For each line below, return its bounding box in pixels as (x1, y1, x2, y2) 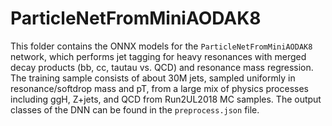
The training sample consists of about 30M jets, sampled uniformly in (10, 72, 296, 84)
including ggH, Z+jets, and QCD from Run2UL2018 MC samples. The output (10, 93, 322, 105)
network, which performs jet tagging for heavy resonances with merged (10, 50, 307, 62)
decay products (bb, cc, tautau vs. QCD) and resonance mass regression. (10, 61, 314, 73)
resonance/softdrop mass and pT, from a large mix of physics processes (10, 82, 309, 94)
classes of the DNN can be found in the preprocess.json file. (10, 103, 260, 116)
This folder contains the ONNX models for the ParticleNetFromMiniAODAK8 (10, 40, 313, 52)
